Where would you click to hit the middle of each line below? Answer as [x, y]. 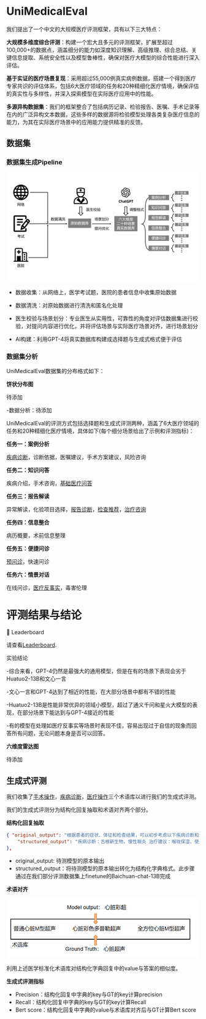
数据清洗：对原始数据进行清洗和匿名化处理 [69, 305]
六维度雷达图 [22, 746]
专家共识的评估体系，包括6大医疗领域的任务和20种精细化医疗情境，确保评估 [103, 86]
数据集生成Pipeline [34, 162]
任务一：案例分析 [28, 444]
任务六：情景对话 [28, 575]
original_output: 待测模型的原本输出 [60, 860]
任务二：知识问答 [28, 470]
